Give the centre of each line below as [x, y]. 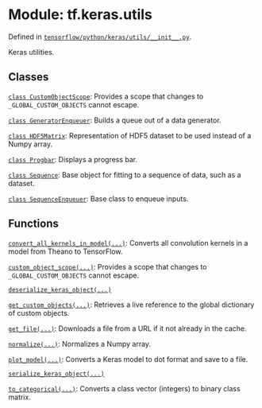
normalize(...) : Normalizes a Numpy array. [80, 344]
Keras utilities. [31, 52]
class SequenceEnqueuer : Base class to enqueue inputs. [98, 198]
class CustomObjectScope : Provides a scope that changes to [106, 96]
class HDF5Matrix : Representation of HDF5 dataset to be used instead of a [130, 135]
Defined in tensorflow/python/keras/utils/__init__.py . [100, 37]
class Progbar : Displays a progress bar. [73, 159]
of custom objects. [39, 313]
